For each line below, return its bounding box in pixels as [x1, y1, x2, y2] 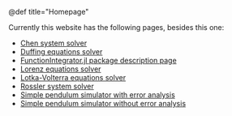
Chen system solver [19, 38, 88, 48]
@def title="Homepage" [8, 7, 89, 16]
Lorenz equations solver [19, 64, 101, 74]
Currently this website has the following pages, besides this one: [8, 23, 225, 32]
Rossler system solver [19, 81, 95, 91]
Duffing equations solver [19, 47, 103, 56]
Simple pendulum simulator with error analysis [19, 90, 176, 100]
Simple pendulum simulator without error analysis [19, 99, 187, 108]
